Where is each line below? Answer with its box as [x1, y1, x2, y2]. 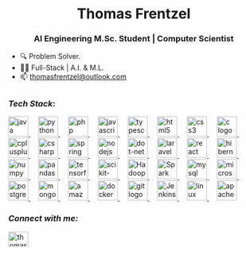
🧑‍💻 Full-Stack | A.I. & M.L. [19, 63, 105, 72]
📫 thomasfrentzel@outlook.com [19, 72, 127, 82]
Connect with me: [8, 213, 79, 224]
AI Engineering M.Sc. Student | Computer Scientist [33, 33, 234, 44]
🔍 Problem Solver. [19, 52, 81, 61]
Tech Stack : [8, 98, 56, 109]
